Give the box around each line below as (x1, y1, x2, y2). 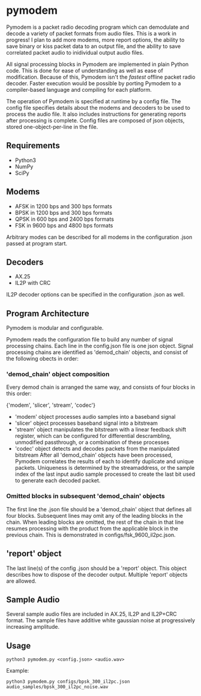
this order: (6, 390, 32, 397)
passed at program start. (6, 239, 68, 247)
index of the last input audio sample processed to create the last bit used (14, 470, 196, 478)
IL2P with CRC (14, 280, 51, 287)
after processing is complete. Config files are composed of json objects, (6, 116, 185, 124)
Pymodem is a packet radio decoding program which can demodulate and (6, 23, 190, 31)
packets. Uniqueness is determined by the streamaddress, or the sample (14, 464, 195, 472)
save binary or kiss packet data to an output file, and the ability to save (6, 43, 181, 50)
